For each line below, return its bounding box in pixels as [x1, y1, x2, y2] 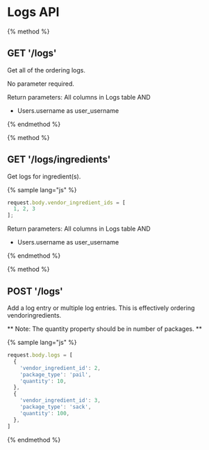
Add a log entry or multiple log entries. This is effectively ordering [7, 304, 195, 312]
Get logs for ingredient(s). [7, 172, 81, 180]
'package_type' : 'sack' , [19, 403, 92, 410]
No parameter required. [7, 79, 75, 88]
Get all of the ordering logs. [7, 65, 85, 74]
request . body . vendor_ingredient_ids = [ [7, 199, 126, 206]
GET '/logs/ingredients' [7, 154, 111, 166]
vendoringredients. [7, 311, 62, 319]
